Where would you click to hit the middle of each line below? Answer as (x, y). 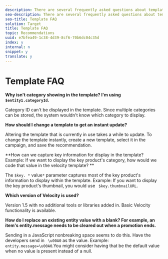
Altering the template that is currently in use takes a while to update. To (78, 134)
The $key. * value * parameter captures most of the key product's (73, 175)
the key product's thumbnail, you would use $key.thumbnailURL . (72, 186)
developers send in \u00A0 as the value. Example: (57, 240)
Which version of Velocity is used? (42, 195)
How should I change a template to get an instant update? (66, 125)
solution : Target (23, 24)
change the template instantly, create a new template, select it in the (75, 140)
